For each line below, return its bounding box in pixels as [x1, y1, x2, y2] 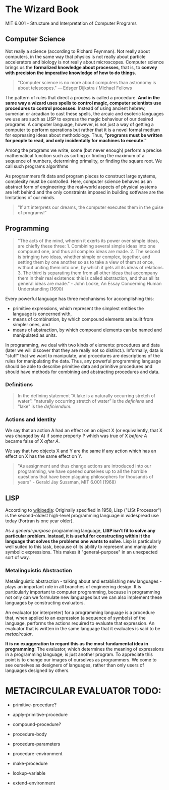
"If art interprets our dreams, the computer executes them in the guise [17, 204, 164, 210]
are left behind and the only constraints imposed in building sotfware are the [5, 189, 164, 195]
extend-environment [12, 780, 55, 786]
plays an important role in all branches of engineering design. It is [5, 584, 141, 590]
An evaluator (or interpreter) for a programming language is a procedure [5, 610, 155, 616]
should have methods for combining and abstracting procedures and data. [5, 369, 160, 375]
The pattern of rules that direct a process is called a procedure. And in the [5, 94, 160, 100]
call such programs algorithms [5, 163, 69, 169]
